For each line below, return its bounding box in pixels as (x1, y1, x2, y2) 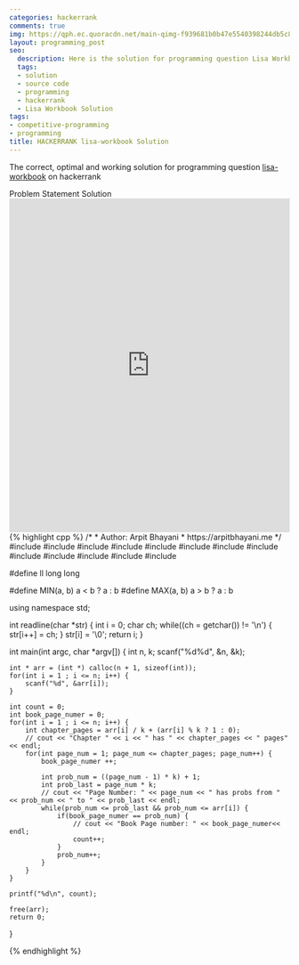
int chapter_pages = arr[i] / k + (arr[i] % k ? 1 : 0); (25, 726, 241, 734)
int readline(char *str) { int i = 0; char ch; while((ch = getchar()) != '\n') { (9, 620, 273, 630)
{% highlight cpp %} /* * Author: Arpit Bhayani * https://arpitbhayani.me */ (9, 531, 282, 542)
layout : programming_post (9, 37, 105, 47)
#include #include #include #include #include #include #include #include (9, 540, 279, 552)
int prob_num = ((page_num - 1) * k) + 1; (41, 772, 201, 782)
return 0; (9, 912, 46, 921)
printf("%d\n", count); (9, 889, 98, 898)
